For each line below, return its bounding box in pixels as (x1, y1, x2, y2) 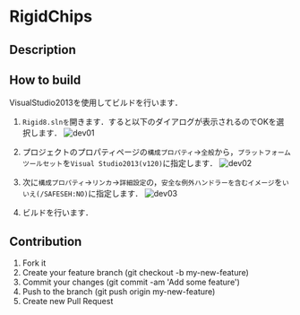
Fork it (21, 258, 47, 268)
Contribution (9, 233, 82, 249)
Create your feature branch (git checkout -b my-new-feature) (21, 267, 249, 278)
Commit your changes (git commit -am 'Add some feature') (21, 276, 240, 288)
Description (9, 42, 76, 57)
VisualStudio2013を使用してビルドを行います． (9, 97, 183, 109)
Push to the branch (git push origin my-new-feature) (21, 286, 216, 297)
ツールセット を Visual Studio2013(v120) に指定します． (21, 158, 218, 169)
